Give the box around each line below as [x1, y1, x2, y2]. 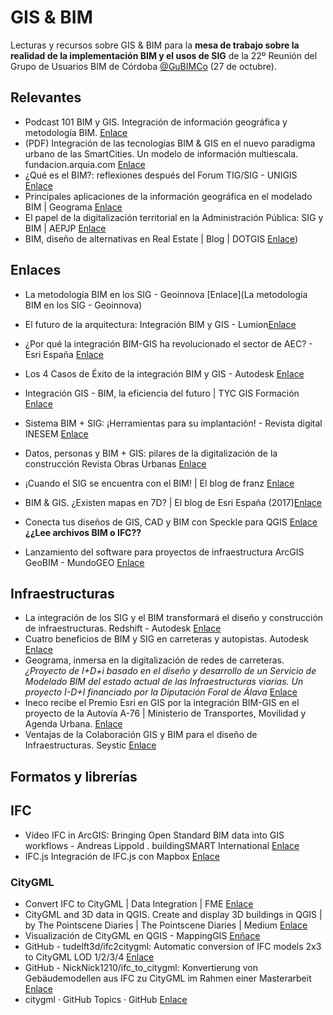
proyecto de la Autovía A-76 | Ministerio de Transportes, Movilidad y [24, 707, 307, 720]
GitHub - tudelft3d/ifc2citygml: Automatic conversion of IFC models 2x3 [24, 940, 322, 952]
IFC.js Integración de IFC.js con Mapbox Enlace [24, 850, 220, 862]
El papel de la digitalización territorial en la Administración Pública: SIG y [24, 211, 324, 223]
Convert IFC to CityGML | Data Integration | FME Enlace [24, 897, 254, 910]
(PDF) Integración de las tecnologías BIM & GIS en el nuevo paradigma [24, 137, 316, 149]
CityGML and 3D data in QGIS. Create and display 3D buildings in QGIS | [24, 908, 323, 920]
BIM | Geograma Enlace [24, 201, 123, 213]
